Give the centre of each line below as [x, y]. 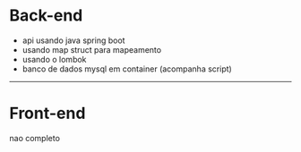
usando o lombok [54, 59]
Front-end [47, 114]
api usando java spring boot [73, 40]
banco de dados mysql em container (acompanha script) [127, 69]
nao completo [35, 138]
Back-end [46, 16]
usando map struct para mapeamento [92, 49]
